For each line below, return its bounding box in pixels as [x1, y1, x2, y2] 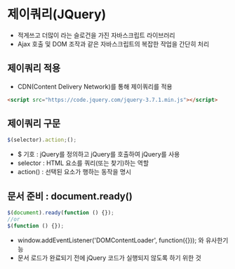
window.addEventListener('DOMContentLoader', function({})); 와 [17, 236, 205, 244]
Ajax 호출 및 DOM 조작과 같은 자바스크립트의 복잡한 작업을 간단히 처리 [17, 39, 210, 48]
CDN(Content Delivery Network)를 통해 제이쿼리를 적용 [17, 82, 173, 91]
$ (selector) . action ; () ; [7, 136, 77, 144]
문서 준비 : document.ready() [7, 190, 133, 202]
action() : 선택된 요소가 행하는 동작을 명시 [17, 168, 132, 176]
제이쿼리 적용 [7, 63, 61, 74]
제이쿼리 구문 [7, 117, 61, 130]
